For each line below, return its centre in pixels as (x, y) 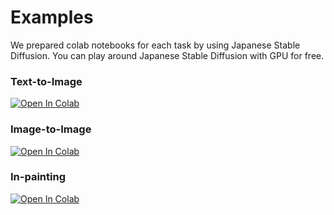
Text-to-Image (46, 81)
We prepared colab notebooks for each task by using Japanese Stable (155, 45)
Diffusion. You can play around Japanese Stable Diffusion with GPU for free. (167, 55)
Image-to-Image (51, 129)
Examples (52, 17)
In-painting (38, 177)
